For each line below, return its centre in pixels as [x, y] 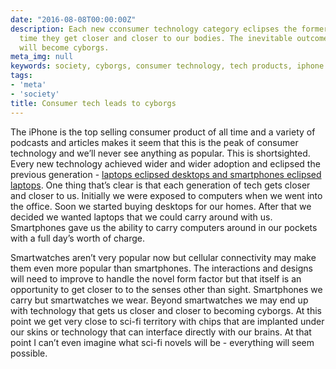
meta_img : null [42, 57]
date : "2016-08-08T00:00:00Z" [73, 19]
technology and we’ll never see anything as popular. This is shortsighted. [160, 153]
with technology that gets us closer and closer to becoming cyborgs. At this [166, 310]
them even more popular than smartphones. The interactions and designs [161, 268]
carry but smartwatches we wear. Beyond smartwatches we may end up [159, 300]
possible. [29, 353]
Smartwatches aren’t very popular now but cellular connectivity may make [163, 257]
